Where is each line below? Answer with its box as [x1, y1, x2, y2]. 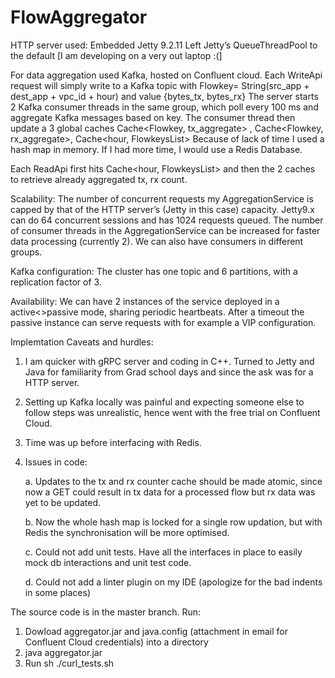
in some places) [24, 586, 92, 598]
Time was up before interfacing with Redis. [24, 436, 202, 448]
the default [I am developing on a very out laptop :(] [10, 49, 223, 61]
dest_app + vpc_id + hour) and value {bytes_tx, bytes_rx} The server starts [10, 90, 319, 102]
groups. [10, 246, 43, 258]
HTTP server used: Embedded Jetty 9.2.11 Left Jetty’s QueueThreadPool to [10, 39, 318, 51]
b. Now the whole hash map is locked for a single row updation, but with [24, 516, 323, 528]
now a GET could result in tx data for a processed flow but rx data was [24, 486, 316, 498]
